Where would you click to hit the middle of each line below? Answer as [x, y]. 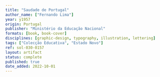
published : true [22, 62]
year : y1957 [18, 19]
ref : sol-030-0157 [25, 48]
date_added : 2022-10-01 [30, 66]
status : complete [24, 57]
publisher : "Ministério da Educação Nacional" [55, 29]
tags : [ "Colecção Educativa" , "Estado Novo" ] [54, 43]
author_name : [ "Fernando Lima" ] [39, 15]
